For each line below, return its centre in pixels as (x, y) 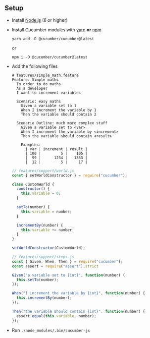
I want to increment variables (49, 93)
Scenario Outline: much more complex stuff (62, 123)
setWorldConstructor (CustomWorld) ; (49, 248)
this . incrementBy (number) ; (44, 298)
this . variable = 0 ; (41, 194)
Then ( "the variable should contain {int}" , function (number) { (78, 311)
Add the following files (35, 66)
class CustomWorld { (33, 184)
